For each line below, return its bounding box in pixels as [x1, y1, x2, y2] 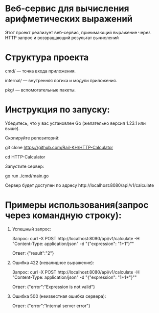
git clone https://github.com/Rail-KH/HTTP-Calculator [5, 144, 114, 150]
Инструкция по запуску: [5, 104, 110, 115]
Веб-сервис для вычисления [5, 3, 130, 14]
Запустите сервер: [5, 163, 44, 169]
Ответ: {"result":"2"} [12, 250, 54, 256]
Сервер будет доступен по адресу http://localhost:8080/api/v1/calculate [5, 182, 154, 188]
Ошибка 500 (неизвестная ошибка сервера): [12, 293, 106, 299]
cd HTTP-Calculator [5, 154, 45, 159]
